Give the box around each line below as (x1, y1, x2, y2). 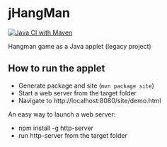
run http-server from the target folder (18, 131, 128, 139)
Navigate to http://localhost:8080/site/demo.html (18, 96, 161, 105)
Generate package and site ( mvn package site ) (18, 81, 155, 90)
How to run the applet (8, 62, 105, 75)
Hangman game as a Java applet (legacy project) (8, 42, 151, 50)
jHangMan (8, 5, 70, 21)
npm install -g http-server (18, 124, 94, 132)
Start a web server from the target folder (18, 88, 137, 97)
